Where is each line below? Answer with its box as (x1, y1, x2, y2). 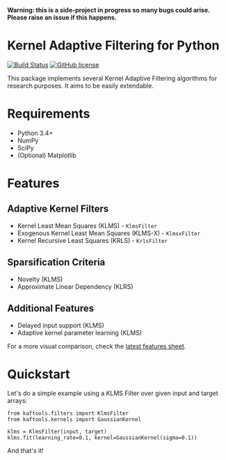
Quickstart (7, 366, 71, 382)
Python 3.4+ (17, 129, 54, 137)
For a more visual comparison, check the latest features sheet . (7, 342, 186, 350)
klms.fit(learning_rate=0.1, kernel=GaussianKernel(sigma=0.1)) (7, 434, 197, 441)
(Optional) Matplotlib (17, 151, 76, 159)
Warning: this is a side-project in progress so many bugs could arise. (7, 6, 210, 14)
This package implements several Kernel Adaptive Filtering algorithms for (7, 74, 218, 82)
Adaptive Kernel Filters (7, 203, 109, 215)
